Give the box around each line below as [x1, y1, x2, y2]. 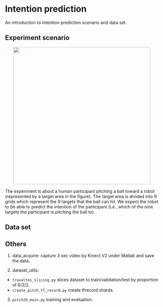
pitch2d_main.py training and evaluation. [12, 296, 93, 302]
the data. [12, 258, 30, 264]
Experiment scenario [5, 34, 70, 42]
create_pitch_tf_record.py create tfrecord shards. [12, 287, 114, 293]
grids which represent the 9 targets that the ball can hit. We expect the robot [5, 199, 159, 205]
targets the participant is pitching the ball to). [5, 209, 95, 215]
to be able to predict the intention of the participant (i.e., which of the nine [5, 204, 153, 209]
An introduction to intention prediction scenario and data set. [5, 20, 127, 25]
